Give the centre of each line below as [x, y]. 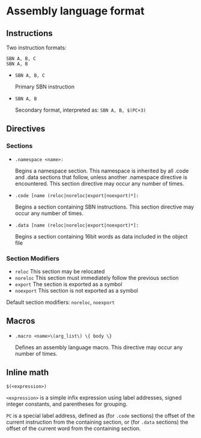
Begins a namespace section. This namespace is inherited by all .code [102, 171]
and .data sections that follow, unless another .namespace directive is [101, 177]
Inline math [28, 373]
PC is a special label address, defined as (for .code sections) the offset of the [100, 415]
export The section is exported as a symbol [68, 284]
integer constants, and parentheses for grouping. [67, 404]
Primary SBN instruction [45, 87]
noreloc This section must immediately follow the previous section [97, 278]
